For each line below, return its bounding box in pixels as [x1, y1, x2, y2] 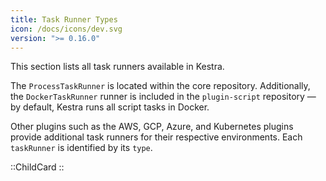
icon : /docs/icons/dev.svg [10, 24, 123, 34]
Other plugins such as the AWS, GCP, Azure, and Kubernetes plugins [10, 121, 294, 133]
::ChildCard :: [10, 161, 65, 173]
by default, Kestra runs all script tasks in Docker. [10, 101, 210, 113]
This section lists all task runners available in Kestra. [10, 61, 225, 73]
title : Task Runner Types [10, 14, 118, 25]
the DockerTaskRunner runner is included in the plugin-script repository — [10, 91, 317, 103]
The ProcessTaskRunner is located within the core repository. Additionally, [10, 80, 311, 92]
